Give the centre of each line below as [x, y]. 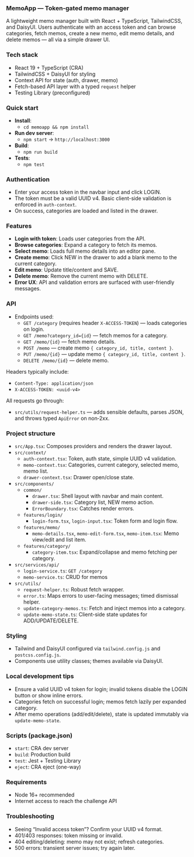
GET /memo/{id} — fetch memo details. [69, 341]
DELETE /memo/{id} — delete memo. [66, 360]
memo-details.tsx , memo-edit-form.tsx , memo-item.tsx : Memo [105, 533]
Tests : [22, 158]
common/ [32, 490]
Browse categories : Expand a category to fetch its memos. [86, 245]
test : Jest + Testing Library [48, 760]
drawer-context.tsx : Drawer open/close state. [79, 477]
